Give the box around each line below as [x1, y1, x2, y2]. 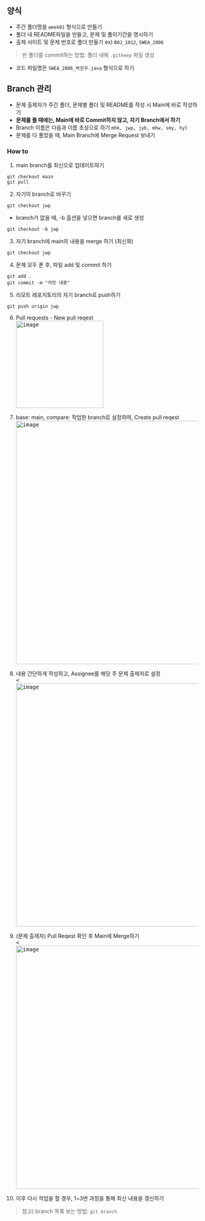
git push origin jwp [7, 303, 60, 309]
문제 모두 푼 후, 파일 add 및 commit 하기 [15, 261, 112, 268]
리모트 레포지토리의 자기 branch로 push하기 [15, 291, 121, 298]
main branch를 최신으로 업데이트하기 [15, 161, 105, 169]
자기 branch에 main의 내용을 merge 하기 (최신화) [15, 237, 134, 245]
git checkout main [7, 173, 54, 179]
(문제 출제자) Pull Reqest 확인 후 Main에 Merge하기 [15, 932, 139, 939]
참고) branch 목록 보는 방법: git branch [21, 1207, 117, 1215]
